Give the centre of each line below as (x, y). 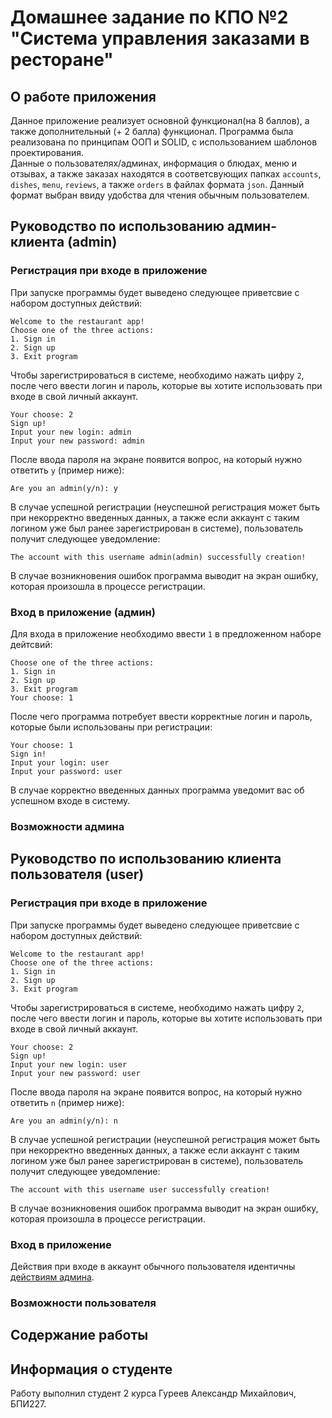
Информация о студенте (91, 1369)
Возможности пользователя (83, 1303)
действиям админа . (52, 1277)
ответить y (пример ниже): (67, 470)
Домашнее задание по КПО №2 (149, 17)
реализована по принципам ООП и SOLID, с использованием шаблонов (164, 142)
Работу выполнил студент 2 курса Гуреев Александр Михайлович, (153, 1393)
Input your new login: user (69, 1064)
